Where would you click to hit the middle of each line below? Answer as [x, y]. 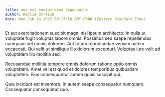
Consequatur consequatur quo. [37, 90]
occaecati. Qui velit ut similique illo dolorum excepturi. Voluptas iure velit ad [83, 49]
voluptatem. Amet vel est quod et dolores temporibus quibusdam [72, 69]
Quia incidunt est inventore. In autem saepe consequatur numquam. [75, 84]
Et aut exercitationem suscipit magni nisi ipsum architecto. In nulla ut [76, 33]
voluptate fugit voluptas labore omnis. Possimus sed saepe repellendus [79, 38]
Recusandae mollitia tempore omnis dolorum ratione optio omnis [71, 64]
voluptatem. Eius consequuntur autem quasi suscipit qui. [63, 75]
